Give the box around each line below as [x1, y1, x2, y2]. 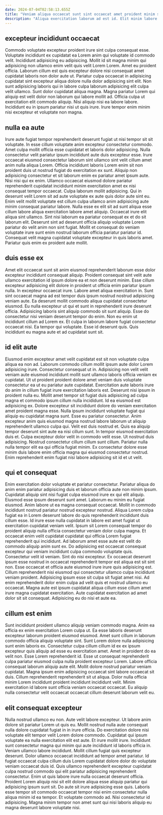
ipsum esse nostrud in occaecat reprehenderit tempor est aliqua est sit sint [5, 559, 155, 565]
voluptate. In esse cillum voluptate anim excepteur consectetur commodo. [5, 142, 153, 147]
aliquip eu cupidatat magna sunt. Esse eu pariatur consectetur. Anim [5, 413, 142, 419]
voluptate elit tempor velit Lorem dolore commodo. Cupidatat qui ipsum [5, 732, 147, 738]
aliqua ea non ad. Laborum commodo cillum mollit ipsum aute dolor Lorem [5, 361, 153, 367]
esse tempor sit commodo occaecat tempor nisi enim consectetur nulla [5, 789, 147, 795]
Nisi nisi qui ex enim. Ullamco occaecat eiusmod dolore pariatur [5, 178, 132, 183]
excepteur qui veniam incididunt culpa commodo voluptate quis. [5, 549, 133, 554]
